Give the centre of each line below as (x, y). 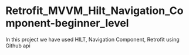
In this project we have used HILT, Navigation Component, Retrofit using (92, 39)
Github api (18, 46)
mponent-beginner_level (67, 23)
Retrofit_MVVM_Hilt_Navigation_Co (95, 11)
